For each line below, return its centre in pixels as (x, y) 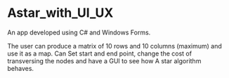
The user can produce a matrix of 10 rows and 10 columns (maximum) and (115, 46)
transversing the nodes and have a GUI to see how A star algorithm (104, 60)
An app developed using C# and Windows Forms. (79, 32)
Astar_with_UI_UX (60, 13)
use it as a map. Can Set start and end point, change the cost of (99, 53)
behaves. (20, 68)
